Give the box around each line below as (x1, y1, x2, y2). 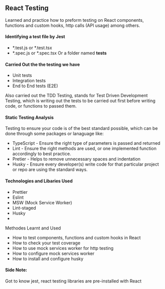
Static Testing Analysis (5, 114, 54, 120)
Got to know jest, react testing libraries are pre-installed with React (5, 278, 142, 284)
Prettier (12, 189, 28, 195)
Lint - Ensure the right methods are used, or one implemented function (12, 146, 157, 152)
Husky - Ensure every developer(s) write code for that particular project (12, 161, 160, 168)
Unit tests (12, 72, 32, 78)
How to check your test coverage (12, 240, 81, 246)
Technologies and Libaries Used (5, 178, 73, 184)
